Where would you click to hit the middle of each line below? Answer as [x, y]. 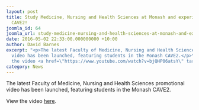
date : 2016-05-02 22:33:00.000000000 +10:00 [62, 39]
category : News [25, 67]
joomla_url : [21, 34]
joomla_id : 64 [24, 28]
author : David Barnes [33, 45]
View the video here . [31, 101]
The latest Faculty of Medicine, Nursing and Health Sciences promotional [95, 83]
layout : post [22, 12]
